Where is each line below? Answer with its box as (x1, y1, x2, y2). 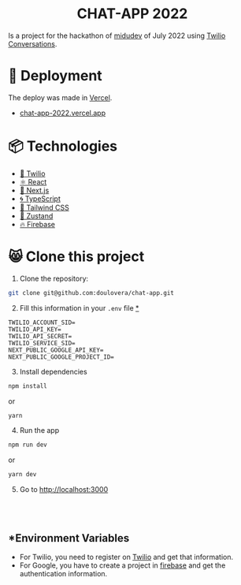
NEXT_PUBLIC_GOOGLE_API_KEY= (8, 346, 104, 354)
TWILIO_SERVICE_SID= (8, 339, 76, 347)
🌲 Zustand (19, 211, 54, 221)
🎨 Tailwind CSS (19, 203, 69, 212)
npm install (8, 382, 47, 390)
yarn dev (8, 471, 37, 479)
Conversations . (8, 39, 57, 48)
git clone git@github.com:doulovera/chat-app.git (8, 289, 175, 296)
